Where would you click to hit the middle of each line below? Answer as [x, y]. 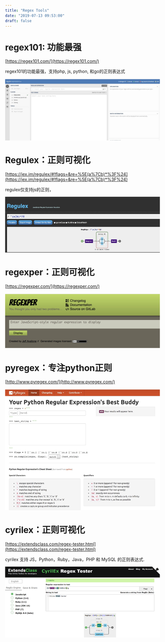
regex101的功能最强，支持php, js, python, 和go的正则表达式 [65, 71]
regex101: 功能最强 [43, 47]
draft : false [18, 21]
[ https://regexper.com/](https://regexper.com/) [52, 286]
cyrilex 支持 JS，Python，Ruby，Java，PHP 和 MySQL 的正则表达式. [75, 560]
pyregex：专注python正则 [59, 368]
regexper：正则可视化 [50, 272]
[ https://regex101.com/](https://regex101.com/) [52, 61]
